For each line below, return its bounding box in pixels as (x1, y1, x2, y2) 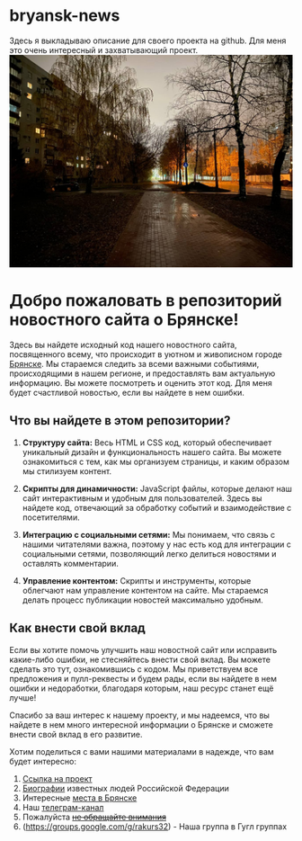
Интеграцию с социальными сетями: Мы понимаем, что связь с (22, 529, 276, 540)
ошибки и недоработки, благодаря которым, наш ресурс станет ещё (9, 683, 274, 693)
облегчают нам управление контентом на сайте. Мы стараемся (22, 585, 269, 595)
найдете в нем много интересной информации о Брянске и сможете (9, 719, 274, 729)
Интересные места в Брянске (22, 792, 138, 803)
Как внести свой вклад (9, 621, 146, 636)
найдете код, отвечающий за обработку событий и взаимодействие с (22, 502, 292, 513)
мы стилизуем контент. (22, 465, 112, 477)
